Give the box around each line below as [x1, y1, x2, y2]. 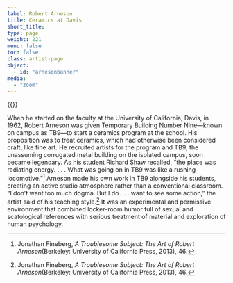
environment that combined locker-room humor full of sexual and [7, 204, 193, 213]
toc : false [7, 49, 39, 56]
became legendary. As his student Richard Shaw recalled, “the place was [7, 158, 216, 167]
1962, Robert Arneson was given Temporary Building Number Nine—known [7, 121, 223, 129]
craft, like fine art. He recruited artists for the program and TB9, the [7, 143, 199, 152]
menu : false [7, 42, 42, 49]
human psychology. [7, 220, 64, 228]
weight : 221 [7, 36, 42, 43]
